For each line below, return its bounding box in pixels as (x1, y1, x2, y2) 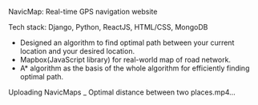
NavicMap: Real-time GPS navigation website (8, 7, 158, 16)
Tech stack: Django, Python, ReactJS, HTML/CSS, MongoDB (8, 22, 208, 31)
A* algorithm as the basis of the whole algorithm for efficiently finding (19, 63, 250, 73)
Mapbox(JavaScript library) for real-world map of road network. (19, 55, 231, 64)
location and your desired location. (19, 46, 135, 55)
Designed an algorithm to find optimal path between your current (19, 38, 235, 47)
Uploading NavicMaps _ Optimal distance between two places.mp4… (8, 87, 236, 97)
